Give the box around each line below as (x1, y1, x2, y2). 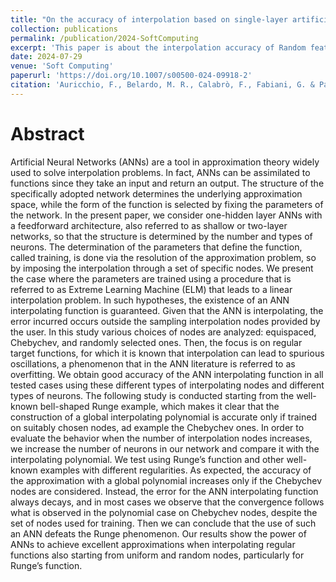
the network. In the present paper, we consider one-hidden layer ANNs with (10, 209, 323, 221)
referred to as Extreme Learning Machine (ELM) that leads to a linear (10, 283, 293, 295)
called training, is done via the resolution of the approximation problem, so (10, 251, 317, 263)
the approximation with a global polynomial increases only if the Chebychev (10, 474, 323, 486)
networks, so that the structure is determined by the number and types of (10, 230, 313, 242)
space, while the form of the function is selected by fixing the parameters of (10, 198, 324, 210)
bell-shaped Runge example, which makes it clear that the (39, 400, 280, 412)
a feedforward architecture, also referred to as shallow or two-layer (10, 219, 288, 231)
